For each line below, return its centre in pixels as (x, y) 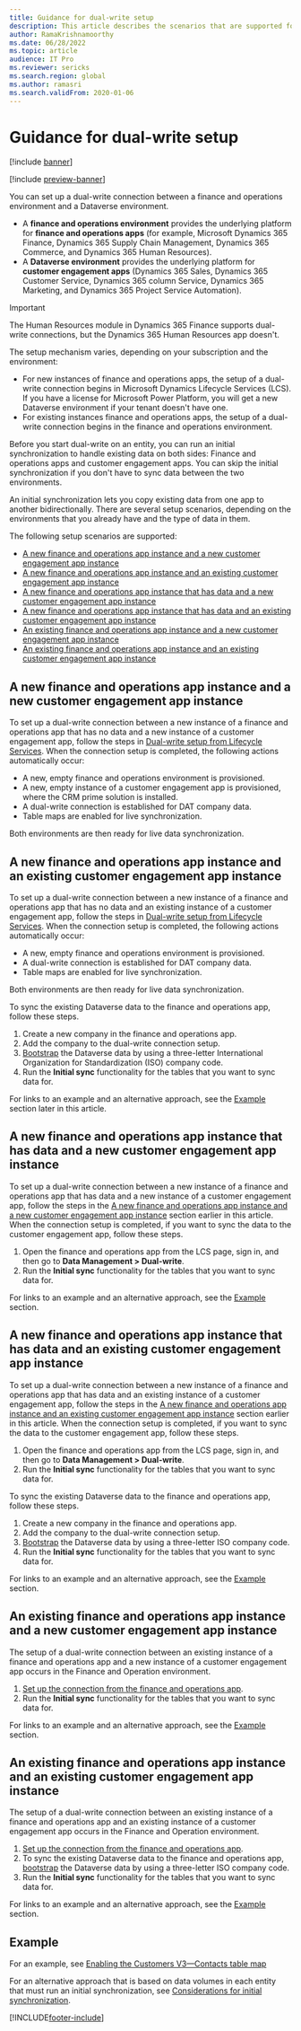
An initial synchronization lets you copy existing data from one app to (137, 500)
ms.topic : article (43, 51)
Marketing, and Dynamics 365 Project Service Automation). (132, 290)
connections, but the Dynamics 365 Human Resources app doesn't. (155, 335)
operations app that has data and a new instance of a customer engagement (150, 1196)
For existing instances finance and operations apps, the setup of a (144, 418)
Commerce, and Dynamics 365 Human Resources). (117, 252)
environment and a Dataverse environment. (89, 207)
